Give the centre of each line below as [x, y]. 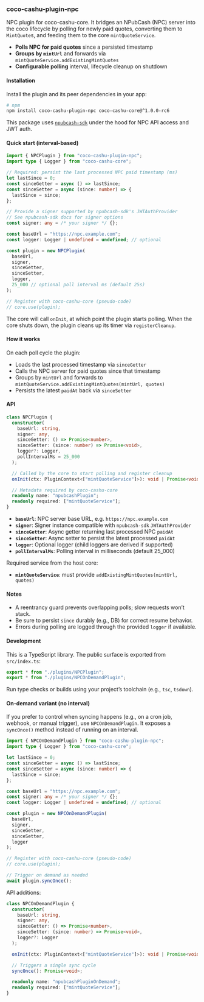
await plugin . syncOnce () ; [39, 881]
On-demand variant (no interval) [48, 703]
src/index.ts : [23, 661]
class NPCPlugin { [29, 417]
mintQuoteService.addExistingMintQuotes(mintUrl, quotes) [90, 384]
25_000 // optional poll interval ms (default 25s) [79, 285]
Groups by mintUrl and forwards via [60, 54]
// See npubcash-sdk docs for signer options [65, 217]
